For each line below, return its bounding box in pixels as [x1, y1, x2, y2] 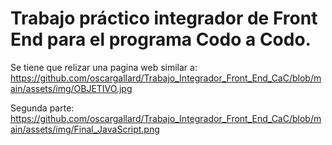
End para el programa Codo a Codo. [10, 28, 312, 51]
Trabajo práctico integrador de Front [10, 7, 318, 30]
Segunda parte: [10, 102, 75, 114]
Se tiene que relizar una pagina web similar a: [10, 61, 198, 73]
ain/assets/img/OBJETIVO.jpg [10, 82, 133, 94]
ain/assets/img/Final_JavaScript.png [10, 123, 160, 135]
